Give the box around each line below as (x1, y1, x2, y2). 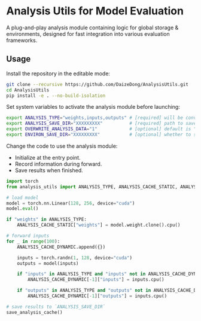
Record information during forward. (14, 160, 102, 167)
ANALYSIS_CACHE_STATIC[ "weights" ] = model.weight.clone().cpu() (17, 222, 181, 228)
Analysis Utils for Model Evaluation (6, 4, 184, 18)
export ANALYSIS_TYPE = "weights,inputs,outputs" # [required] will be (6, 115, 184, 121)
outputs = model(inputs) (17, 260, 79, 267)
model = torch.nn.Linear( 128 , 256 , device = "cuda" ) (6, 200, 135, 206)
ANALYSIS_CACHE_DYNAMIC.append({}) (17, 244, 106, 250)
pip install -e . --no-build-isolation (6, 93, 106, 99)
